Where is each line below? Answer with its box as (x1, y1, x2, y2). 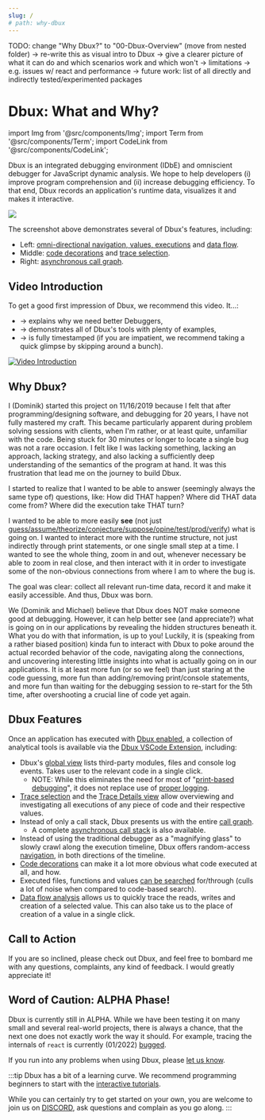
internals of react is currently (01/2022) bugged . (8, 1040, 167, 1049)
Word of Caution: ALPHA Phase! (8, 993, 171, 1007)
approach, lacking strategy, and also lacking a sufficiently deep (8, 451, 215, 461)
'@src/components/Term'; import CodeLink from (8, 136, 168, 147)
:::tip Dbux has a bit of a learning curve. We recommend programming (8, 1070, 236, 1080)
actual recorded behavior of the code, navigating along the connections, (8, 648, 244, 658)
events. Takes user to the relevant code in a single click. (19, 766, 204, 776)
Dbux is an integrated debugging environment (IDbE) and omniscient (8, 160, 232, 171)
